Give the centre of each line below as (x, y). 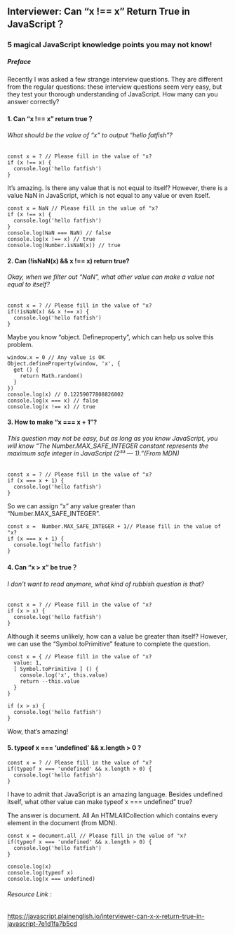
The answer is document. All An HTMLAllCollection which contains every (113, 815)
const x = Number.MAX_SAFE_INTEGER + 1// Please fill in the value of (114, 526)
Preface (19, 61)
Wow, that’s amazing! (38, 732)
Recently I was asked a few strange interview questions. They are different (115, 80)
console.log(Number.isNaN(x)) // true (64, 246)
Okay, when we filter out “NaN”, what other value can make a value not (111, 277)
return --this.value (50, 682)
